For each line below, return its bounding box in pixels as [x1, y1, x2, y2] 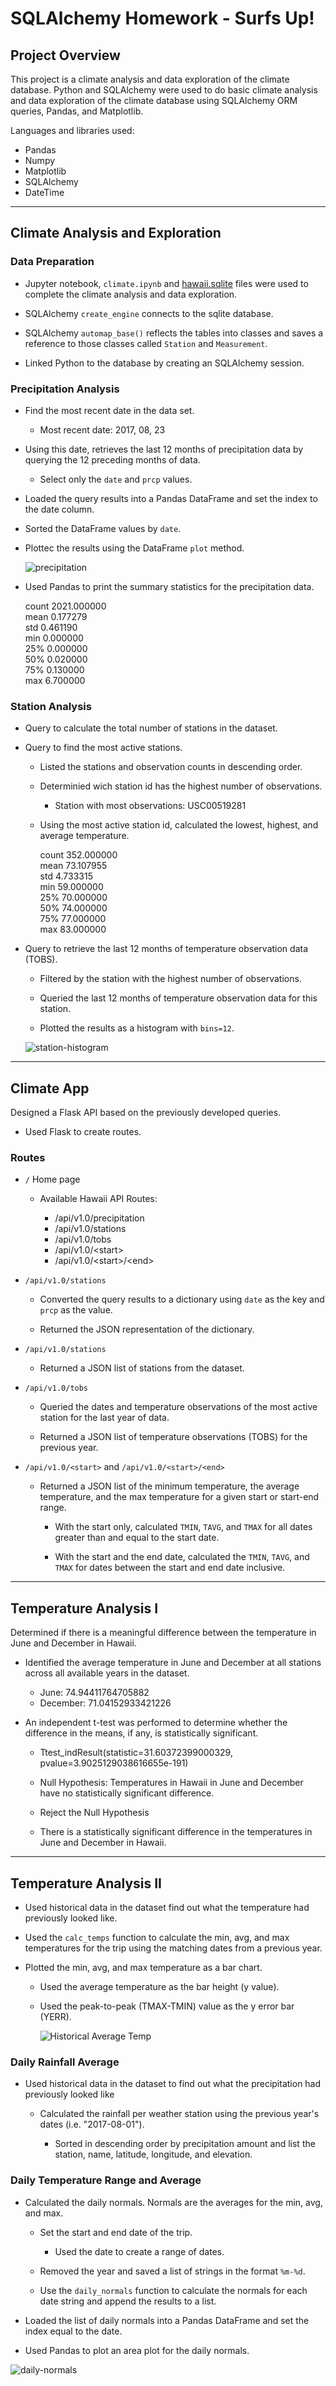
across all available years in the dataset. [24, 1667, 190, 1679]
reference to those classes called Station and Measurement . [24, 337, 268, 349]
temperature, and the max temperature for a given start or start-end [39, 1491, 320, 1503]
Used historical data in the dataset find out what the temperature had [24, 1902, 310, 1914]
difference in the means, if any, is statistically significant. [24, 1727, 259, 1739]
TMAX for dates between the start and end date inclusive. [54, 1562, 286, 1574]
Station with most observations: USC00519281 [54, 800, 247, 812]
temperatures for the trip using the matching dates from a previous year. [24, 1942, 323, 1954]
